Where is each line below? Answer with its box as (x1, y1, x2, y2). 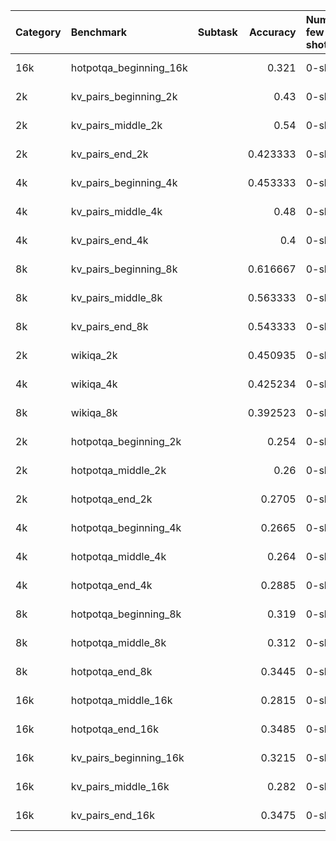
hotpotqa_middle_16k (70, 694, 173, 707)
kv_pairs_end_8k (70, 320, 149, 333)
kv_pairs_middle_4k (70, 205, 163, 218)
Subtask (197, 25, 238, 39)
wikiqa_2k (70, 349, 118, 362)
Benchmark (70, 25, 128, 39)
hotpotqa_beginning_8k (70, 607, 182, 621)
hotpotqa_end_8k (70, 665, 153, 678)
